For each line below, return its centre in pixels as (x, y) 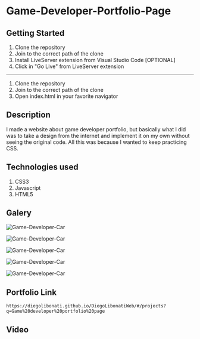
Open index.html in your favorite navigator (66, 96)
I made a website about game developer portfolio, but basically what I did (96, 129)
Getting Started (35, 33)
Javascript (28, 188)
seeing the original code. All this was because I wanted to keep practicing (96, 142)
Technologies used (42, 167)
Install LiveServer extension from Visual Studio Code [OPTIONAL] (95, 60)
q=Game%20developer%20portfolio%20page (56, 312)
